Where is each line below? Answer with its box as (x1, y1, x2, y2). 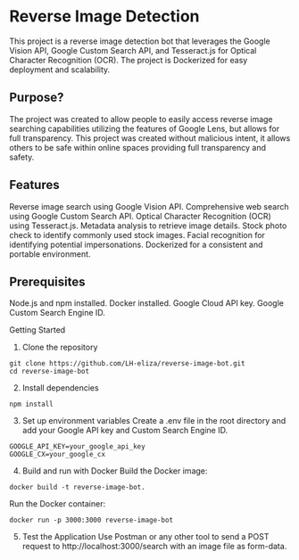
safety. (9, 152, 35, 162)
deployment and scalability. (9, 64, 111, 75)
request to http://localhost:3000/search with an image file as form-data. (21, 541, 287, 552)
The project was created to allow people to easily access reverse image (9, 113, 274, 124)
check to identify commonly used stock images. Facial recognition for (9, 229, 266, 240)
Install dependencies (21, 383, 100, 393)
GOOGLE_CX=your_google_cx (9, 450, 105, 459)
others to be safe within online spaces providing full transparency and (9, 142, 266, 152)
